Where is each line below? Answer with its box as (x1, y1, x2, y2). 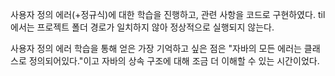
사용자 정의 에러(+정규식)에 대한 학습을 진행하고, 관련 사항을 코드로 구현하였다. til (10, 9, 326, 20)
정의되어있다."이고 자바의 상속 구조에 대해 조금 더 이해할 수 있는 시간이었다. (28, 55, 320, 67)
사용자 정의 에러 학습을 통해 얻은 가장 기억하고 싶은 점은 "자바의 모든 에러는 (10, 43, 302, 54)
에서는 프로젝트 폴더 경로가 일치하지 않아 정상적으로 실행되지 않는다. (10, 21, 275, 33)
